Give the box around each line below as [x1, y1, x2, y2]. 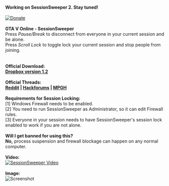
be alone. [5, 36, 25, 42]
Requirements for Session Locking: [5, 95, 81, 101]
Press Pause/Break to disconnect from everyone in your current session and [5, 31, 164, 37]
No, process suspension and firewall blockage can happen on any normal [5, 138, 158, 144]
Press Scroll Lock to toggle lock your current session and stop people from [5, 42, 161, 47]
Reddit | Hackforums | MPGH [5, 85, 67, 90]
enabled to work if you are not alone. [5, 122, 82, 128]
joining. [5, 47, 21, 53]
